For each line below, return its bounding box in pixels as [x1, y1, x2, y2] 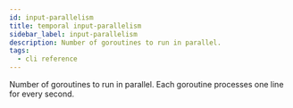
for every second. [9, 88, 75, 99]
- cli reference [17, 54, 78, 63]
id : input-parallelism [9, 12, 94, 22]
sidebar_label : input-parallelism [9, 29, 138, 38]
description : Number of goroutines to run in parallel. [9, 37, 222, 47]
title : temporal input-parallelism [9, 21, 142, 30]
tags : [9, 46, 29, 55]
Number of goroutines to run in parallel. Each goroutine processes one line [9, 79, 284, 89]
